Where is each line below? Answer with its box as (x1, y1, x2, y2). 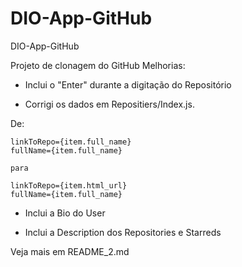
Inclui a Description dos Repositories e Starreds (24, 226, 222, 238)
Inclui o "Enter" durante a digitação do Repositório (24, 78, 232, 91)
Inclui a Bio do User (24, 207, 106, 219)
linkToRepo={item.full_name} (10, 137, 132, 147)
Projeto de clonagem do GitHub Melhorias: (10, 59, 186, 71)
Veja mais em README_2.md (10, 245, 130, 257)
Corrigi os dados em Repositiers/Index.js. (24, 98, 195, 110)
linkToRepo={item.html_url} (10, 180, 128, 191)
